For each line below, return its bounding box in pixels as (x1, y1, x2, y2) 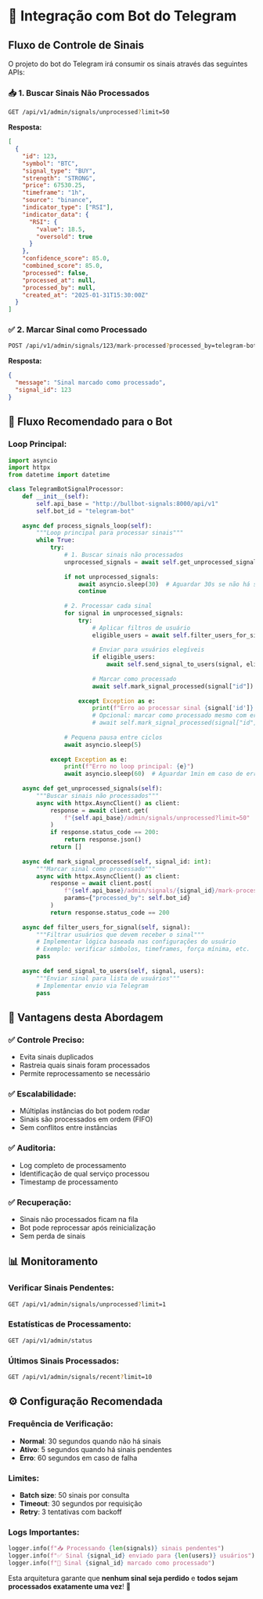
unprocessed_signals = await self (63, 558, 177, 566)
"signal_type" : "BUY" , (22, 166, 96, 175)
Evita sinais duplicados (19, 1052, 94, 1062)
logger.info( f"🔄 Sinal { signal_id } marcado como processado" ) (8, 1559, 215, 1567)
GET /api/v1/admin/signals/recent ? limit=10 (8, 1374, 153, 1381)
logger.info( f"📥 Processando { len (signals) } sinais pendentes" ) (8, 1545, 225, 1553)
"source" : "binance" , (22, 196, 92, 204)
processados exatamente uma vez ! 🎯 (8, 1582, 131, 1591)
